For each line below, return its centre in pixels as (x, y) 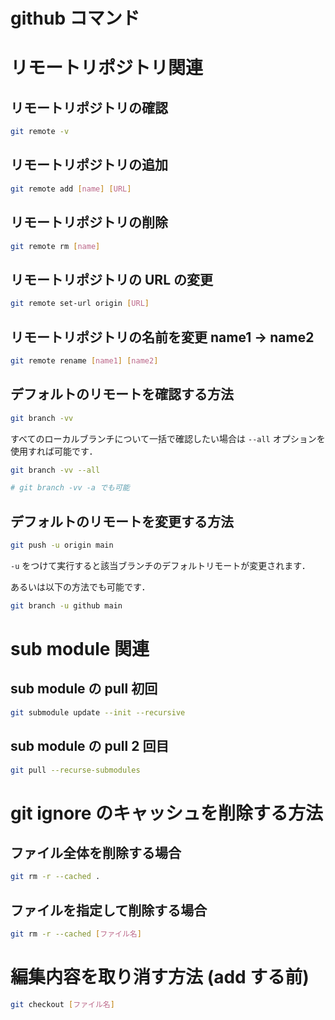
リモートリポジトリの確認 (89, 107)
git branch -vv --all (55, 470)
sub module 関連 (80, 649)
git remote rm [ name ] (55, 246)
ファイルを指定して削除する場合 (109, 910)
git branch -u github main (66, 605)
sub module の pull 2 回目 (90, 746)
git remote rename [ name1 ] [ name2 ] (84, 360)
